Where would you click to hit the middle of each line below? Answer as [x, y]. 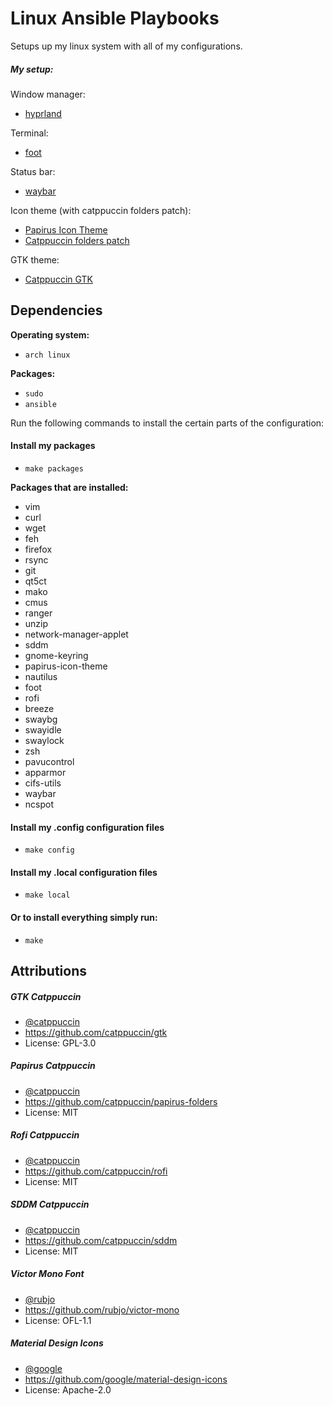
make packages [54, 468]
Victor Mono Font [47, 1274]
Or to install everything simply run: [84, 917]
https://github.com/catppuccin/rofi [96, 1171]
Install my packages [53, 446]
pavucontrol [49, 761]
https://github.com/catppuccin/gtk [96, 1032]
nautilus [41, 676]
